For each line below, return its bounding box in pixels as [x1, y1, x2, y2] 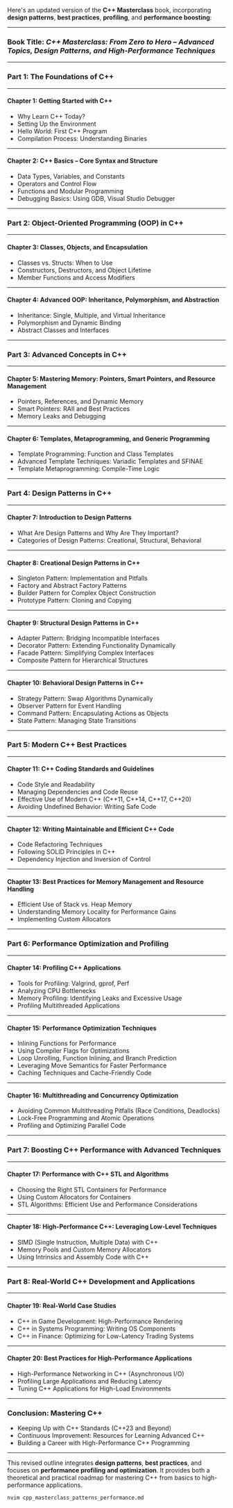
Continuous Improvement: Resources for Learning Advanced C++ [17, 1432, 205, 1440]
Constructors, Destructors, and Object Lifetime [17, 265, 151, 274]
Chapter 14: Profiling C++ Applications [7, 964, 121, 972]
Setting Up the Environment [17, 120, 96, 128]
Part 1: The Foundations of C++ [7, 72, 114, 82]
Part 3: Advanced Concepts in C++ [7, 350, 127, 359]
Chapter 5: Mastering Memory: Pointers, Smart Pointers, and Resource [7, 375, 216, 383]
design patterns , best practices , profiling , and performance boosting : [7, 13, 212, 22]
